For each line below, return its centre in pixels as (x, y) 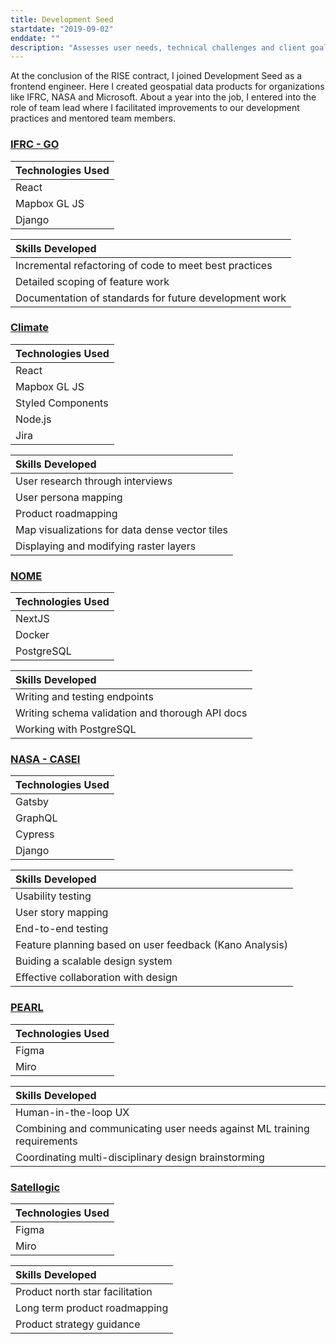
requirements (46, 1141)
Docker (32, 635)
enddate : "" (35, 38)
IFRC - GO (35, 144)
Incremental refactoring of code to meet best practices (144, 265)
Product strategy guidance (78, 1324)
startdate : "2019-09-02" (62, 29)
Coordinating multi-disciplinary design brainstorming (140, 1157)
